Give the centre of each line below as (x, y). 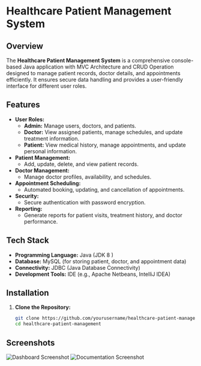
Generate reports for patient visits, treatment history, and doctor (103, 215)
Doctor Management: (42, 170)
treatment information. (52, 138)
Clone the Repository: (43, 307)
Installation (28, 293)
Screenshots (31, 343)
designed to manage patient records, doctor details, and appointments (94, 73)
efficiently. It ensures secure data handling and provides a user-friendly (94, 80)
